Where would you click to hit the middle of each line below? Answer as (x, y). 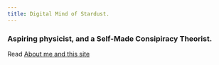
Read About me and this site (49, 54)
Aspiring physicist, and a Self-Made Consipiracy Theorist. (110, 38)
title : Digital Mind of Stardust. (59, 14)
